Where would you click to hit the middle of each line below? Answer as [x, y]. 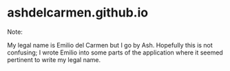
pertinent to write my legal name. [54, 59]
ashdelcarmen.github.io [78, 13]
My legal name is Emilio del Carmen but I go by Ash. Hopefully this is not [110, 45]
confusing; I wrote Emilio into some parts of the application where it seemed [115, 52]
